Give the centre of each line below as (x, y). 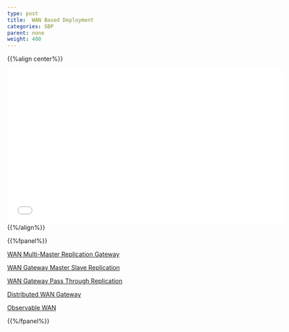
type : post (23, 13)
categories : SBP (30, 26)
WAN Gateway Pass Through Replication (65, 281)
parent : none (26, 33)
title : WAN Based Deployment (51, 20)
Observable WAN (32, 308)
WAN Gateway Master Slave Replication (64, 268)
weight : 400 (24, 39)
